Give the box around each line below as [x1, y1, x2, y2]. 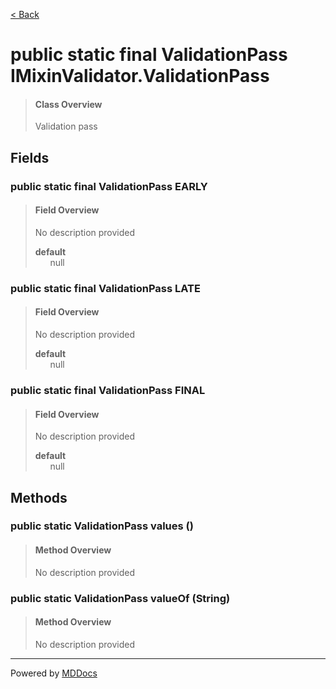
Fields [10, 149, 50, 166]
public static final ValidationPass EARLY [10, 179, 208, 193]
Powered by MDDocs [10, 667, 98, 679]
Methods [10, 489, 68, 506]
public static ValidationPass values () [10, 519, 194, 533]
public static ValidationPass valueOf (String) [10, 591, 231, 605]
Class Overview [34, 98, 103, 110]
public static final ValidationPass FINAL [10, 383, 206, 397]
